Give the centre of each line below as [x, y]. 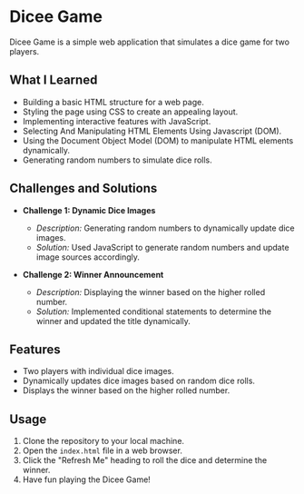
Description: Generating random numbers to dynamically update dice [165, 228]
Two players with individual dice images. [98, 371]
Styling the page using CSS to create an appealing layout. [130, 112]
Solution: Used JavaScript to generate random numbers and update [162, 247]
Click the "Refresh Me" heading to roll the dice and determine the [145, 460]
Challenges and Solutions [83, 188]
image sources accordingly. [88, 257]
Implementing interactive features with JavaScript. [117, 121]
